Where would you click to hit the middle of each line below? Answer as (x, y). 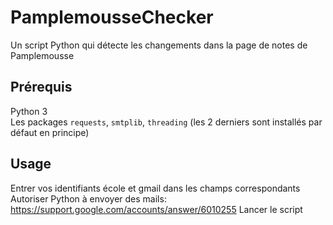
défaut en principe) (50, 132)
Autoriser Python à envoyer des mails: (88, 198)
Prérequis (41, 87)
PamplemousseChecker (112, 17)
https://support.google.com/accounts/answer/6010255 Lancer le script (156, 209)
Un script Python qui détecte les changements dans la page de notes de (159, 45)
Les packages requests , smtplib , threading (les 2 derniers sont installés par (166, 122)
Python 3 (29, 111)
